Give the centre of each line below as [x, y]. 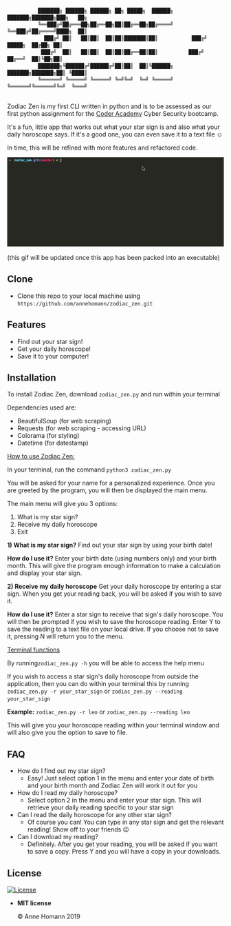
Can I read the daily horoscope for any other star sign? [94, 815]
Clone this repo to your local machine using [79, 296]
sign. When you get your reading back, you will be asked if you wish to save [114, 594]
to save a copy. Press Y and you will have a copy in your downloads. [124, 852]
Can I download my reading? [57, 837]
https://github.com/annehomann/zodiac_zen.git [85, 303]
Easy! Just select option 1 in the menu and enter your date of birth [121, 778]
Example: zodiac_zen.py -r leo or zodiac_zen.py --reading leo [99, 712]
